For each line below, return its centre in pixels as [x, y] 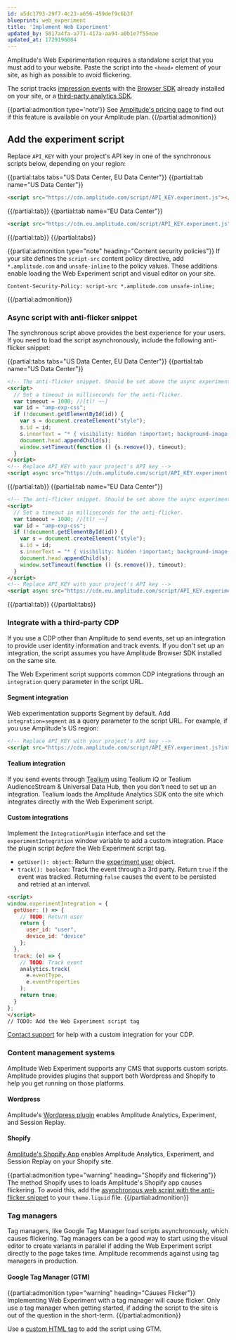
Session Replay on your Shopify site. [60, 1161]
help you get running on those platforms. [66, 1083]
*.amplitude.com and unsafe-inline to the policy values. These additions [112, 266]
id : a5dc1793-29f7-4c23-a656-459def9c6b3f [70, 14]
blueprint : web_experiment [47, 20]
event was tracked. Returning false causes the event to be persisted [117, 877]
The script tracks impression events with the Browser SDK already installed [116, 89]
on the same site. [32, 660]
